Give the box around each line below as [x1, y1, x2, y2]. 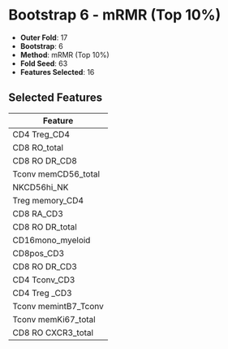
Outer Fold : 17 [19, 33, 68, 42]
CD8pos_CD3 [12, 247, 65, 259]
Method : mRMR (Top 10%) [19, 50, 110, 59]
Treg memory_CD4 [12, 194, 84, 206]
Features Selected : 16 [19, 67, 95, 76]
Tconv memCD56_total [12, 168, 100, 180]
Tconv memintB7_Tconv [12, 300, 104, 312]
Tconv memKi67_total [12, 313, 96, 325]
